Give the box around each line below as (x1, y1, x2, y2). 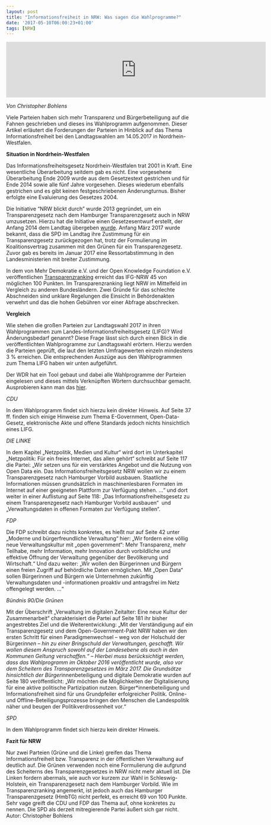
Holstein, (6, 780, 28, 788)
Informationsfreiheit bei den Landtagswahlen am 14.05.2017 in (6, 133, 158, 140)
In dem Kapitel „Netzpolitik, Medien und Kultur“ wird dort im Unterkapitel (6, 449, 183, 456)
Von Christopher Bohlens (6, 102, 68, 110)
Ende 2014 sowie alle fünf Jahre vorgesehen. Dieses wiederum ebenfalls (6, 181, 184, 188)
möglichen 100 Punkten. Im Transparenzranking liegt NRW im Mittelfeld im (6, 280, 188, 287)
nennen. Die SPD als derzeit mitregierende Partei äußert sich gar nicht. (6, 806, 179, 813)
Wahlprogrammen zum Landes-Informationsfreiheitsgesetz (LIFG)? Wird (6, 328, 183, 336)
